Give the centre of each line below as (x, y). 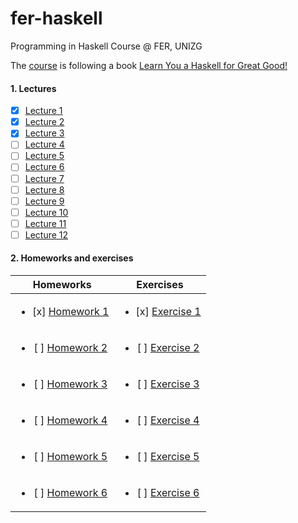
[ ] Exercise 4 (168, 420)
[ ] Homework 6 (70, 493)
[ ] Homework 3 (70, 384)
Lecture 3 (44, 133)
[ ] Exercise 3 (168, 384)
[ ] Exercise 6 (168, 493)
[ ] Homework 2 (70, 348)
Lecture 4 (44, 144)
